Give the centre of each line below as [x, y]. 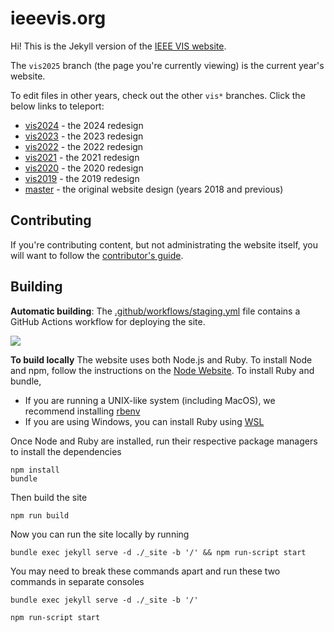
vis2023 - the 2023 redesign [84, 136]
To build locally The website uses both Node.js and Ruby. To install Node [161, 359]
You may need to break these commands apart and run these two [145, 571]
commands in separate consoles [77, 581]
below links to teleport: [57, 106]
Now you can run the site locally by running [100, 534]
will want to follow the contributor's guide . [97, 255]
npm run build [40, 515]
